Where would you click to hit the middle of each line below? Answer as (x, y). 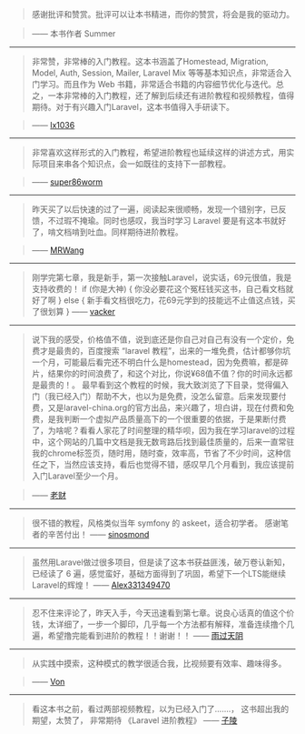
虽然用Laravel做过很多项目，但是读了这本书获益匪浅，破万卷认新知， (161, 562)
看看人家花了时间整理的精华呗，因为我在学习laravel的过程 (187, 430)
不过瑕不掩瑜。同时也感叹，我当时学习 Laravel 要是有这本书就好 (167, 221)
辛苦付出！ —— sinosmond (98, 534)
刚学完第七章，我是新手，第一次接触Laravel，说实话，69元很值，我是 (162, 277)
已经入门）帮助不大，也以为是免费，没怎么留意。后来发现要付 (171, 396)
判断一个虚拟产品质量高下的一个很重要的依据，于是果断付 (171, 419)
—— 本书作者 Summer (74, 34)
